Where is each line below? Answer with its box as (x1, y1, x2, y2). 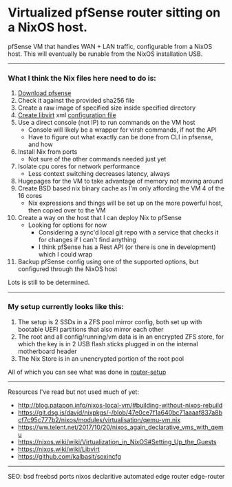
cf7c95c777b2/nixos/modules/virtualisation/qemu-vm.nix (17, 415, 181, 424)
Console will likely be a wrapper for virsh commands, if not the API (28, 126, 217, 134)
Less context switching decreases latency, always (28, 170, 171, 178)
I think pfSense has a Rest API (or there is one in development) (38, 243, 216, 251)
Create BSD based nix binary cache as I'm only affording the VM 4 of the (17, 184, 225, 192)
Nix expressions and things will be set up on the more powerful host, (28, 199, 223, 208)
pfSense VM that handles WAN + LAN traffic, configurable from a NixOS (8, 42, 213, 50)
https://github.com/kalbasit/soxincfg (17, 452, 121, 460)
